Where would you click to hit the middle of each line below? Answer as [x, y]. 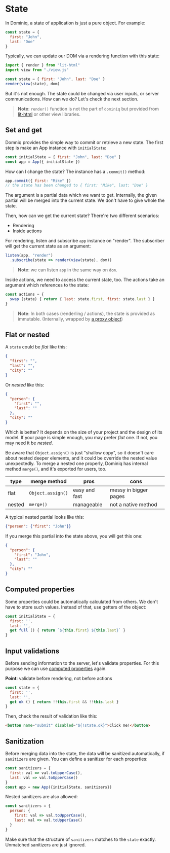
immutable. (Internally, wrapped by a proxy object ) [70, 319]
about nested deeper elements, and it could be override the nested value [81, 458]
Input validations [32, 651]
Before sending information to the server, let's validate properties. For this [82, 663]
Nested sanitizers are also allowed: [42, 797]
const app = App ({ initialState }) [43, 162]
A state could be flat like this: [36, 347]
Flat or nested [27, 335]
